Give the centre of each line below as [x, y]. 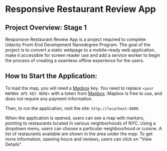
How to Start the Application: [51, 76]
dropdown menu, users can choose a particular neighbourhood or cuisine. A [83, 128]
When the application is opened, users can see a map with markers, [75, 118]
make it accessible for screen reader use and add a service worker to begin [83, 55]
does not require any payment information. [49, 98]
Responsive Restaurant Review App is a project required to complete [76, 39]
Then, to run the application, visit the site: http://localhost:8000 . [72, 108]
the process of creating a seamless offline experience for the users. [75, 60]
